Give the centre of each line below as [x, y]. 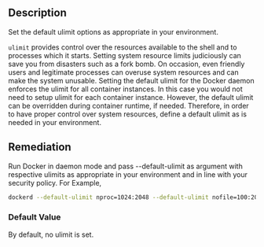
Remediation [40, 147]
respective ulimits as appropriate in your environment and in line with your [128, 174]
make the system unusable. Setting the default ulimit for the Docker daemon [131, 80]
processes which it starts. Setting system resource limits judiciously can [125, 55]
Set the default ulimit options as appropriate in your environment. [113, 31]
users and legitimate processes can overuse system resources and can [123, 72]
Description [37, 13]
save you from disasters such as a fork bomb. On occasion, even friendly [126, 64]
